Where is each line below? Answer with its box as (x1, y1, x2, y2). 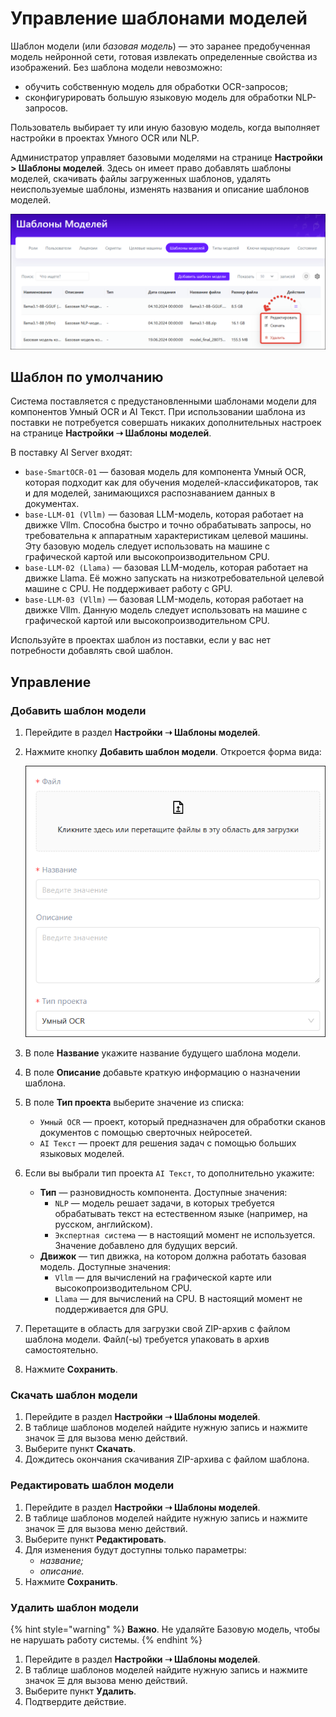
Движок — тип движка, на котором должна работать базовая (39, 1250, 307, 1262)
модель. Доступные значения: (39, 1261, 172, 1273)
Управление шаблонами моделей (10, 7, 308, 30)
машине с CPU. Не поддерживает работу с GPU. (24, 583, 233, 595)
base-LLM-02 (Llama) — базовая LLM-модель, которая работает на (24, 562, 309, 574)
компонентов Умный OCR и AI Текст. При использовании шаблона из (10, 406, 306, 418)
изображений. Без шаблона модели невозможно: (10, 61, 223, 73)
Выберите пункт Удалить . (24, 1685, 137, 1697)
